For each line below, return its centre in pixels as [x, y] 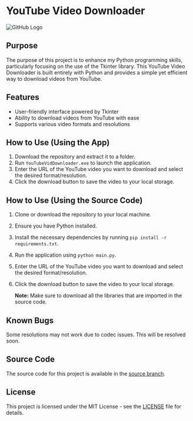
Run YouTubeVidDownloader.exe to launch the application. [83, 163]
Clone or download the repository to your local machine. [83, 215]
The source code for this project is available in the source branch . [86, 373]
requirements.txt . [36, 244]
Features [23, 98]
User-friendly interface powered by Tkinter [67, 111]
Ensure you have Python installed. [56, 226]
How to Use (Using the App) [58, 142]
